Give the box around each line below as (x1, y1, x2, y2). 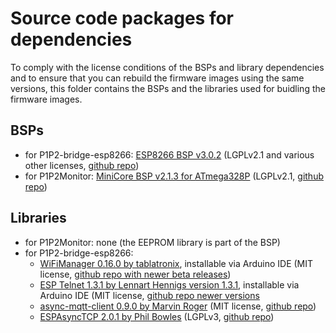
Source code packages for (10, 7, 234, 30)
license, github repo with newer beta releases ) (39, 268, 232, 280)
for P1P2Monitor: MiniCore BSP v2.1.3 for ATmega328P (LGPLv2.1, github (24, 170, 324, 182)
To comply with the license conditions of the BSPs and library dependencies (10, 61, 325, 73)
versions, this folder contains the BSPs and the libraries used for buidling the (10, 82, 326, 94)
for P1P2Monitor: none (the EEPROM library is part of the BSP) (24, 236, 281, 248)
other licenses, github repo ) (24, 159, 140, 171)
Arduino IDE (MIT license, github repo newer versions (39, 289, 260, 301)
